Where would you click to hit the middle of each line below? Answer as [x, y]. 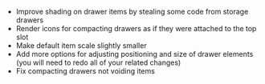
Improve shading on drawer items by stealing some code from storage [132, 12]
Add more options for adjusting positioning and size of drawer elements [135, 54]
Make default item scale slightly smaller [81, 46]
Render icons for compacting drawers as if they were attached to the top [136, 28]
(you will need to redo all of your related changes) [98, 62]
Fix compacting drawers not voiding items [85, 71]
